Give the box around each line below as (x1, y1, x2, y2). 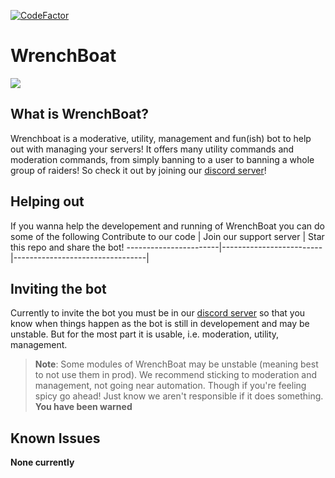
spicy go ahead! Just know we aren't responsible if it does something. (34, 390, 324, 402)
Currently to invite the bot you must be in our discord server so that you (10, 307, 306, 319)
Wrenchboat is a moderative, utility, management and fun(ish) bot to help (10, 132, 312, 144)
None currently (10, 456, 75, 469)
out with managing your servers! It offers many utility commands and (10, 143, 295, 155)
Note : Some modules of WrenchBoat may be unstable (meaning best (34, 358, 319, 370)
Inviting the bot (10, 280, 107, 297)
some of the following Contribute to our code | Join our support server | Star (10, 230, 325, 242)
